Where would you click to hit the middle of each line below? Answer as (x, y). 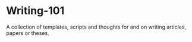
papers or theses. (28, 33)
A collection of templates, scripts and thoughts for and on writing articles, (96, 27)
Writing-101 (35, 11)
